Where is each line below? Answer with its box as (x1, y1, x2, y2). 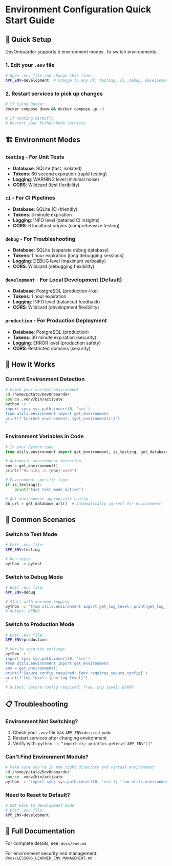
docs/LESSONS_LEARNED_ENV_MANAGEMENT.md (5, 856, 93, 861)
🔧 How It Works (5, 360, 55, 369)
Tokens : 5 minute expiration (12, 211, 72, 218)
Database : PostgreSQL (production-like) (12, 288, 98, 294)
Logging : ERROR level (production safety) (12, 339, 101, 346)
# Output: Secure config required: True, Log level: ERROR (5, 685, 134, 690)
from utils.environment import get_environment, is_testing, (5, 449, 139, 455)
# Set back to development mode (5, 803, 74, 808)
